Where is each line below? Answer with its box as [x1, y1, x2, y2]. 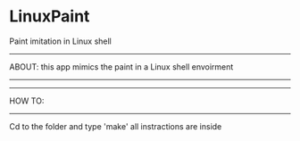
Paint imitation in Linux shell [9, 36, 112, 46]
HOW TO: [9, 95, 45, 106]
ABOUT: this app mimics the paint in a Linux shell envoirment [9, 61, 234, 72]
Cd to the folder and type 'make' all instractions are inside [9, 120, 222, 131]
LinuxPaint [9, 6, 90, 27]
